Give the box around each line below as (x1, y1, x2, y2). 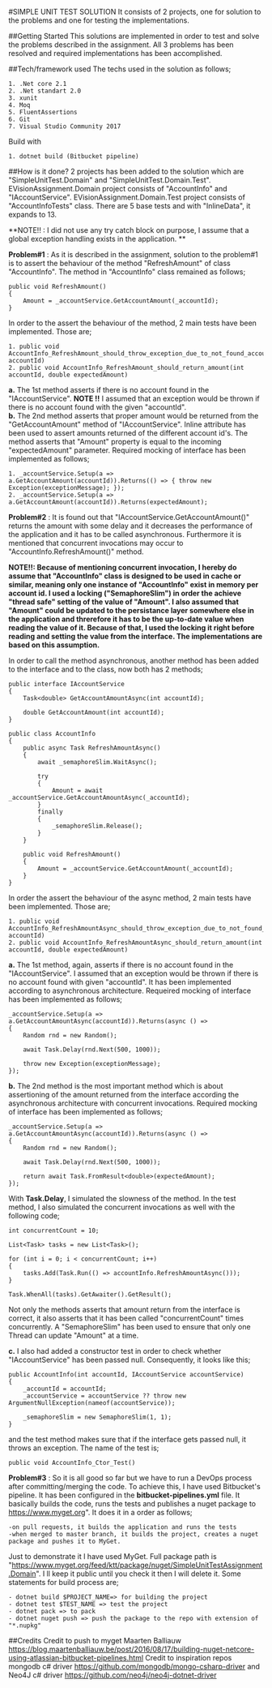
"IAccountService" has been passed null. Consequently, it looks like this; (8, 1355, 251, 1364)
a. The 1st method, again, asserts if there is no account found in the (8, 960, 234, 969)
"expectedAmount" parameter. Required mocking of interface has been (8, 445, 246, 455)
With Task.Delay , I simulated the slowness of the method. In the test (8, 1194, 236, 1203)
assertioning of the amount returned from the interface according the (8, 1090, 240, 1099)
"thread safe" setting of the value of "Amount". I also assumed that (8, 597, 239, 607)
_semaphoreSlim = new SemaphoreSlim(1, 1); (23, 1413, 172, 1421)
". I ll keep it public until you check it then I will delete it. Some (36, 1569, 241, 1578)
